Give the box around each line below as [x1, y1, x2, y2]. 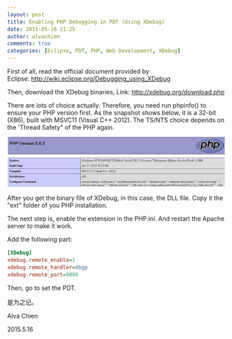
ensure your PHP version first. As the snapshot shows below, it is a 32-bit [7, 109, 216, 116]
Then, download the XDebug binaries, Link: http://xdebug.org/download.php [7, 88, 225, 96]
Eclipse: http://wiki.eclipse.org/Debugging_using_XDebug [7, 74, 171, 83]
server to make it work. [7, 222, 73, 230]
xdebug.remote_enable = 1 [7, 257, 76, 264]
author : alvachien [7, 33, 60, 40]
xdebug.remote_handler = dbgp [7, 264, 88, 271]
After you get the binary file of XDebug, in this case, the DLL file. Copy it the [7, 194, 224, 203]
